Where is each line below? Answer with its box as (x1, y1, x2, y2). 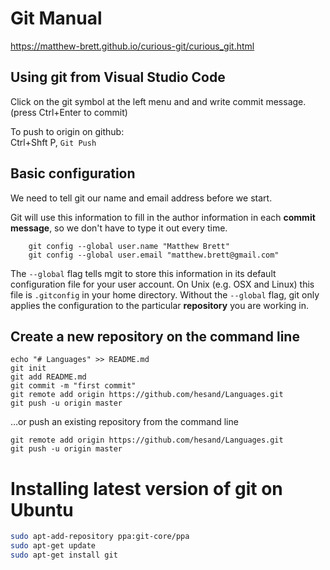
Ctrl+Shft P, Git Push (10, 136, 97, 148)
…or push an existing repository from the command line (10, 416, 239, 428)
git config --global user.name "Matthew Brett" (28, 241, 230, 251)
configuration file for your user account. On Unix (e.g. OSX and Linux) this (10, 278, 315, 290)
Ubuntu (10, 498, 74, 521)
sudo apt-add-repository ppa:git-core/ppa (10, 532, 190, 542)
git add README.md (10, 372, 87, 382)
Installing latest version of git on (10, 477, 283, 500)
